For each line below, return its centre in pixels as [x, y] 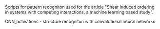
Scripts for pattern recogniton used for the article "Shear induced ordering [80, 7]
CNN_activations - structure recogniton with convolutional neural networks [80, 22]
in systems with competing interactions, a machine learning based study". [79, 12]
